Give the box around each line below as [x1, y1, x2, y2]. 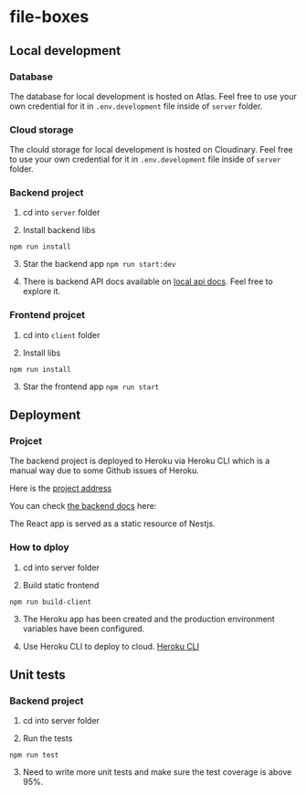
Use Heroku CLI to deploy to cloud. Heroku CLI [22, 640, 200, 651]
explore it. [22, 286, 61, 297]
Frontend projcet [9, 309, 86, 322]
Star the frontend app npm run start [22, 381, 160, 392]
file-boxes [9, 6, 90, 27]
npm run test [9, 751, 59, 760]
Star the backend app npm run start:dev [22, 259, 176, 270]
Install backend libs [22, 225, 96, 236]
